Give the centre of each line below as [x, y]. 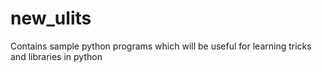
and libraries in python [56, 56]
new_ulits [51, 18]
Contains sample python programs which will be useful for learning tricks [161, 46]
